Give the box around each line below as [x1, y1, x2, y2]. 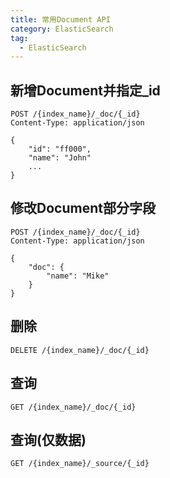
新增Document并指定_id [10, 82, 161, 99]
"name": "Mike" [46, 271, 110, 281]
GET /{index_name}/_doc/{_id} [10, 402, 137, 412]
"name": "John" [28, 153, 92, 163]
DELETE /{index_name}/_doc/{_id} [10, 345, 150, 355]
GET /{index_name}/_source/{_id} [10, 459, 150, 469]
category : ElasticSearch [10, 24, 114, 34]
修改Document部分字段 [10, 200, 156, 217]
